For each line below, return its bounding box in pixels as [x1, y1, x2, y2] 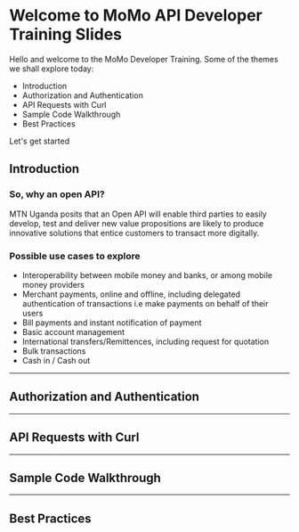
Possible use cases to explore [9, 250, 141, 262]
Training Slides [9, 24, 123, 45]
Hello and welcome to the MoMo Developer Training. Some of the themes [9, 53, 279, 64]
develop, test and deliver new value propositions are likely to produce [9, 217, 264, 228]
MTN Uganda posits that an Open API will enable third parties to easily [9, 209, 267, 219]
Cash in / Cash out [21, 355, 91, 365]
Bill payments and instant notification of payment [21, 317, 202, 328]
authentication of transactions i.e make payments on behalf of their [21, 298, 269, 308]
